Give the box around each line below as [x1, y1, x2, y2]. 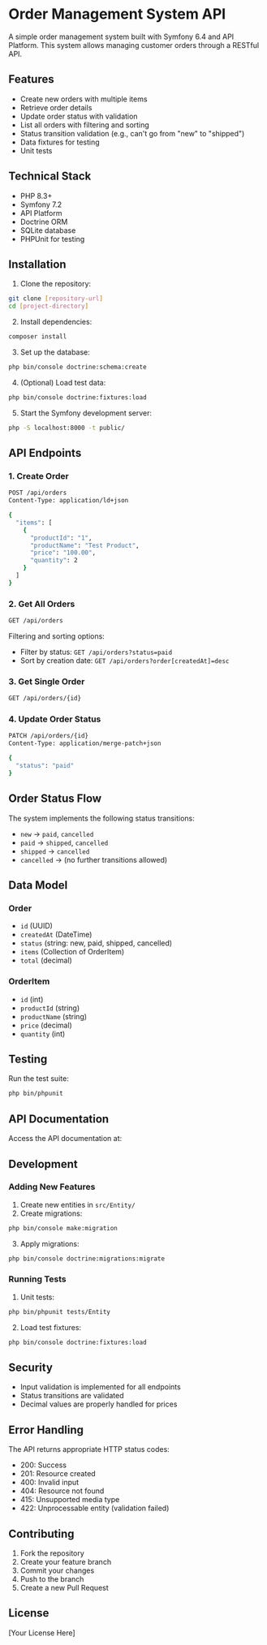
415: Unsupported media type [19, 1495, 120, 1505]
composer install [8, 333, 67, 341]
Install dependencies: [19, 317, 93, 327]
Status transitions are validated [19, 1391, 124, 1401]
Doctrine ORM [19, 217, 68, 226]
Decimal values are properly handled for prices [19, 1399, 178, 1409]
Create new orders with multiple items [19, 94, 148, 104]
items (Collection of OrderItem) [19, 947, 125, 957]
